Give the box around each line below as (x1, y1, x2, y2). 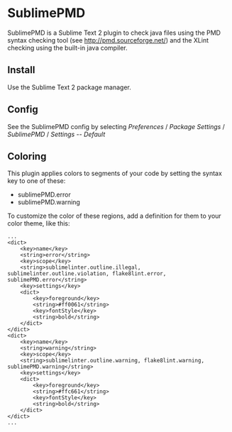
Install (7, 64, 35, 76)
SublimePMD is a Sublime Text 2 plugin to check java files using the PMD (7, 28, 221, 37)
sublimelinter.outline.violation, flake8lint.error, (7, 270, 167, 277)
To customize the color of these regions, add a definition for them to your (7, 211, 221, 221)
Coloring (7, 150, 47, 162)
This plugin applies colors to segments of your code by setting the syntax (7, 169, 222, 178)
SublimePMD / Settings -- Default (7, 130, 106, 138)
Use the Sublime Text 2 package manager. (7, 83, 131, 92)
